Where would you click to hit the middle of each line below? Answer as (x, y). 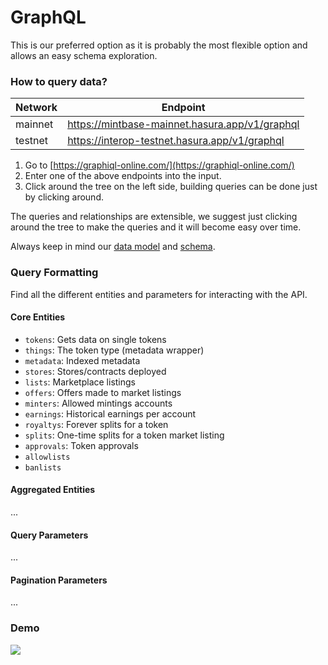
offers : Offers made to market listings (103, 392)
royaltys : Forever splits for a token (96, 424)
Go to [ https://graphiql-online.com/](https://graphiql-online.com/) (159, 165)
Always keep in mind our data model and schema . (113, 247)
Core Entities (38, 317)
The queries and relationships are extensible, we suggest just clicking (154, 217)
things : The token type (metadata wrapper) (114, 350)
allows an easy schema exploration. (84, 55)
